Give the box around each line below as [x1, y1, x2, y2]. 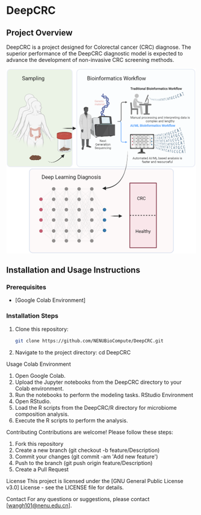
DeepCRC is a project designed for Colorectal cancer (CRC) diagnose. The [6, 43, 191, 51]
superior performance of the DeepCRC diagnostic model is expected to [6, 50, 184, 57]
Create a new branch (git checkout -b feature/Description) [14, 446, 160, 454]
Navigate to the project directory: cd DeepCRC [14, 348, 131, 356]
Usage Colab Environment [6, 360, 71, 368]
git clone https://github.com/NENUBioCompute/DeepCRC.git [14, 338, 164, 344]
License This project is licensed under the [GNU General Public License [6, 477, 184, 484]
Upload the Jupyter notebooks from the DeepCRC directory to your [14, 378, 182, 386]
